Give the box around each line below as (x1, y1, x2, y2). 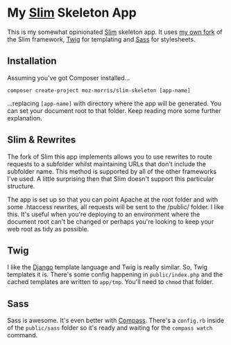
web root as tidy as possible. (7, 224, 89, 233)
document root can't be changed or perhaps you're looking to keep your (7, 217, 214, 226)
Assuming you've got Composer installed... (7, 73, 130, 82)
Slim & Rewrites (7, 134, 76, 146)
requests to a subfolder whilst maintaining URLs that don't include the (7, 159, 207, 168)
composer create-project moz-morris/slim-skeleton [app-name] (7, 87, 191, 94)
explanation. (7, 114, 43, 122)
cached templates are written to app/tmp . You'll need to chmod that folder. (7, 278, 214, 286)
